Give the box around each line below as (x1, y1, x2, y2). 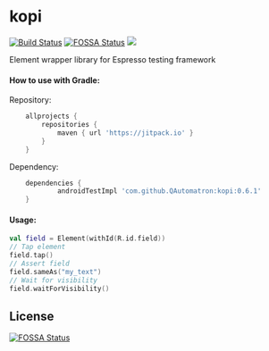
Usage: (9, 214, 38, 225)
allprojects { (25, 112, 78, 121)
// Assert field (9, 259, 70, 268)
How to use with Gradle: (9, 74, 100, 86)
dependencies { (25, 179, 82, 188)
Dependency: (9, 161, 59, 171)
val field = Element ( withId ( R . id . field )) (9, 234, 166, 243)
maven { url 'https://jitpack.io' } (56, 128, 194, 138)
